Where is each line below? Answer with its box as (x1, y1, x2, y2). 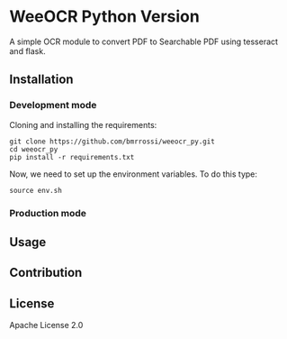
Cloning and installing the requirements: (9, 119, 157, 130)
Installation (9, 72, 74, 87)
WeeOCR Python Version (9, 6, 200, 27)
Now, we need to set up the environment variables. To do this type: (9, 169, 258, 179)
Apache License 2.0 (9, 320, 84, 331)
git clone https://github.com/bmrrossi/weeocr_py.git (9, 137, 216, 146)
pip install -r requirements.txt (9, 152, 135, 161)
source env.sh (9, 186, 63, 195)
